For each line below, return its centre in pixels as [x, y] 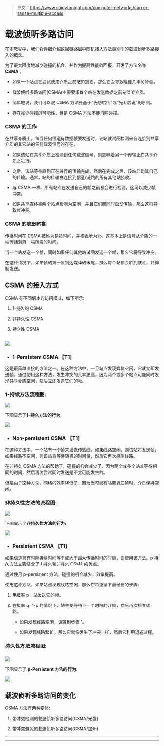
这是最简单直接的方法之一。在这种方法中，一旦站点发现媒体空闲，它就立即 [80, 368]
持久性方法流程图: [26, 646]
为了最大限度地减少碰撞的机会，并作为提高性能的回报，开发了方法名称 [76, 65]
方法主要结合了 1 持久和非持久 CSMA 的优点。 [55, 564]
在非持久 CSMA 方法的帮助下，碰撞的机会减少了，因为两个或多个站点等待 [79, 466]
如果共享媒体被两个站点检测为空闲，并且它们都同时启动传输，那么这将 [83, 204]
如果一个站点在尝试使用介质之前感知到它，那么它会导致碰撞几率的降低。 [85, 81]
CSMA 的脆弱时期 [26, 224]
